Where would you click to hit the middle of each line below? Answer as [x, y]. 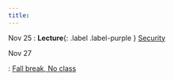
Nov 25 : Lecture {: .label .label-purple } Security [87, 38]
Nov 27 [20, 53]
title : [19, 15]
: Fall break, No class [42, 68]
